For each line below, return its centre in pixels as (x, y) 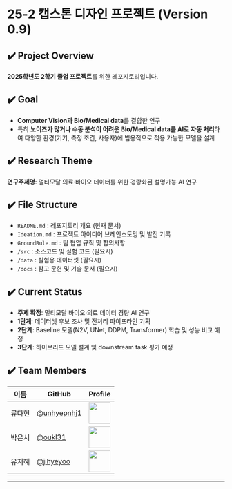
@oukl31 (52, 437)
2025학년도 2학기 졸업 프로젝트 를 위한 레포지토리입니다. (83, 76)
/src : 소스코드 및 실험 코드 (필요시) (65, 251)
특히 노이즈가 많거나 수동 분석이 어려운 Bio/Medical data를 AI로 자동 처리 (116, 129)
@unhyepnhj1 (59, 413)
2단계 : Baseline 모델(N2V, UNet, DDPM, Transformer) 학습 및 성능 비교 (115, 330)
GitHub (59, 394)
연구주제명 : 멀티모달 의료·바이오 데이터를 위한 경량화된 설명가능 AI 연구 (102, 182)
